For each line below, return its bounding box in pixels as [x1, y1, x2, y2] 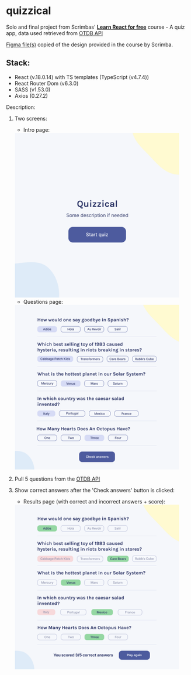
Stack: [6, 58, 30, 68]
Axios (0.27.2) [14, 92, 48, 99]
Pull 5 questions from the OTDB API [14, 475, 100, 482]
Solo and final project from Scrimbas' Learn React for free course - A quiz [6, 23, 185, 30]
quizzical [6, 4, 51, 18]
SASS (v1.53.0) [14, 86, 51, 93]
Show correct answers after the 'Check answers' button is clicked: [14, 486, 175, 494]
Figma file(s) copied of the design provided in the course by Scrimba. [6, 41, 173, 48]
